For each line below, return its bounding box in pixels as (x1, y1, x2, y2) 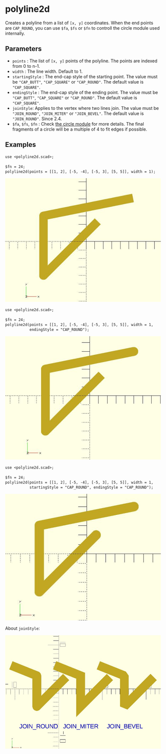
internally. (5, 30, 26, 36)
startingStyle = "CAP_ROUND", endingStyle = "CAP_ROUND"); (29, 485, 154, 490)
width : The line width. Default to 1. (12, 68, 83, 74)
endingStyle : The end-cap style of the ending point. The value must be (12, 89, 158, 95)
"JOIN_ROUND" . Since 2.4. (12, 115, 62, 122)
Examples (5, 141, 36, 149)
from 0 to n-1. (12, 63, 41, 69)
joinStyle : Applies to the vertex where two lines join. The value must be (12, 105, 159, 111)
